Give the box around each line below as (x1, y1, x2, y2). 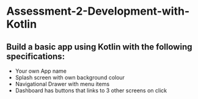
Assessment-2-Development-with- (6, 4, 190, 18)
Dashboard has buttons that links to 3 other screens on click (15, 87, 167, 94)
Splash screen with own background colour (15, 74, 125, 81)
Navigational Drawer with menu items (15, 81, 110, 87)
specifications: (6, 51, 65, 62)
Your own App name (15, 67, 67, 75)
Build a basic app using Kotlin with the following (6, 42, 193, 52)
